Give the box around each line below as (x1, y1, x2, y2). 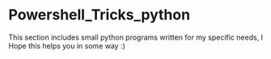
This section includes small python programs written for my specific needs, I (8, 32, 264, 42)
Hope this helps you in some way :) (8, 40, 125, 50)
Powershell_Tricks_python (8, 6, 191, 24)
